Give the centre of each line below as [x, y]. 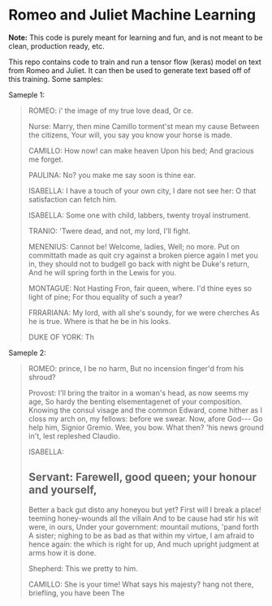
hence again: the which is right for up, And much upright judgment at [144, 544]
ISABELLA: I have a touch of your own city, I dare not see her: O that [142, 190]
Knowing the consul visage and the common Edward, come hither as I [145, 410]
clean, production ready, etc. [56, 45]
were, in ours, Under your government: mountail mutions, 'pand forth [143, 526]
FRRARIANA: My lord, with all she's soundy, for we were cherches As [144, 312]
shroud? [42, 377]
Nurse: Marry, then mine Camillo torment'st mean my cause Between [144, 126]
